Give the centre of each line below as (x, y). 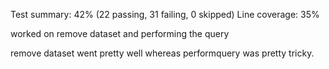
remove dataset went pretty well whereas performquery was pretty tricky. (162, 53)
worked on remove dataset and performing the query (120, 33)
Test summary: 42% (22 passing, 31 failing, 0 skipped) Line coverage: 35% (165, 14)
